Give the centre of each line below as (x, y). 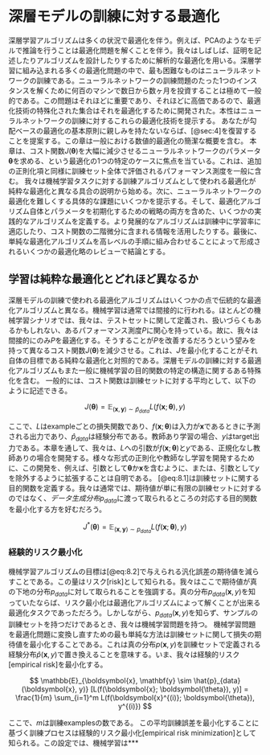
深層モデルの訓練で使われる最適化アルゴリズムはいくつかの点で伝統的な (128, 300)
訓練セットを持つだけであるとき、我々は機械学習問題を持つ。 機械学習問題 (132, 625)
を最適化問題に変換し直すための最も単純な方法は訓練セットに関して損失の (131, 634)
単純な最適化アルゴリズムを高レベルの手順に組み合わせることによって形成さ (135, 241)
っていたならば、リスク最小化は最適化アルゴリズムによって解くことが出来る (135, 603)
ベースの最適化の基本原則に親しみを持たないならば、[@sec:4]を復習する (136, 130)
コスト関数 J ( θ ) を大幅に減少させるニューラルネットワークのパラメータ (145, 150)
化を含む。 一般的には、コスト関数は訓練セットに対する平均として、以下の (132, 380)
